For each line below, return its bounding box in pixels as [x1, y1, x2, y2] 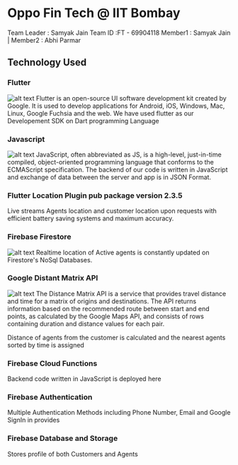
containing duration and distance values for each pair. [7, 319, 165, 327]
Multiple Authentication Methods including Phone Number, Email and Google [7, 408, 231, 417]
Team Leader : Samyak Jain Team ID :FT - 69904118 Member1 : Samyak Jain [7, 28, 231, 37]
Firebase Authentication [7, 392, 93, 402]
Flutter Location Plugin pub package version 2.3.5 [7, 190, 183, 200]
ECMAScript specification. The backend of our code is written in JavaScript [7, 165, 228, 174]
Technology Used [7, 57, 87, 69]
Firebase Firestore [7, 232, 72, 242]
